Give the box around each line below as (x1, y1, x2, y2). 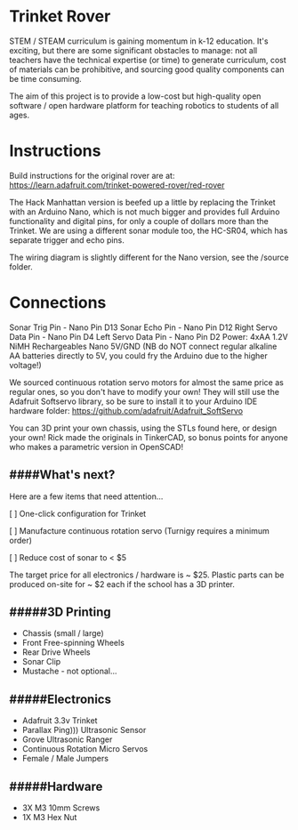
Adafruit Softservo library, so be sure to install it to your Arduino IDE (9, 396, 258, 407)
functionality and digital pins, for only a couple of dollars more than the (9, 215, 269, 226)
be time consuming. (9, 73, 82, 84)
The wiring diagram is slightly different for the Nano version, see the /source (9, 252, 289, 262)
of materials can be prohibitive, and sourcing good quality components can (9, 64, 285, 75)
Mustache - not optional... (21, 665, 117, 677)
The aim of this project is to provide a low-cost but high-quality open (9, 91, 262, 101)
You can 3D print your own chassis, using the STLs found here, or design (9, 423, 278, 433)
